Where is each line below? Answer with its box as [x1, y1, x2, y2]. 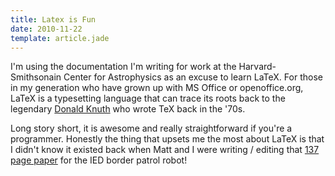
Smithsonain [10, 71, 62, 83]
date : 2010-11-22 [10, 24, 83, 34]
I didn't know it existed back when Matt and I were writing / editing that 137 [10, 144, 320, 156]
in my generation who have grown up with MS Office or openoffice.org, [10, 82, 304, 94]
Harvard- [238, 61, 277, 73]
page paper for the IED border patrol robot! [10, 154, 188, 166]
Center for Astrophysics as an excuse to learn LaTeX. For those [63, 71, 323, 83]
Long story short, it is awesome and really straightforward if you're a [10, 122, 293, 135]
